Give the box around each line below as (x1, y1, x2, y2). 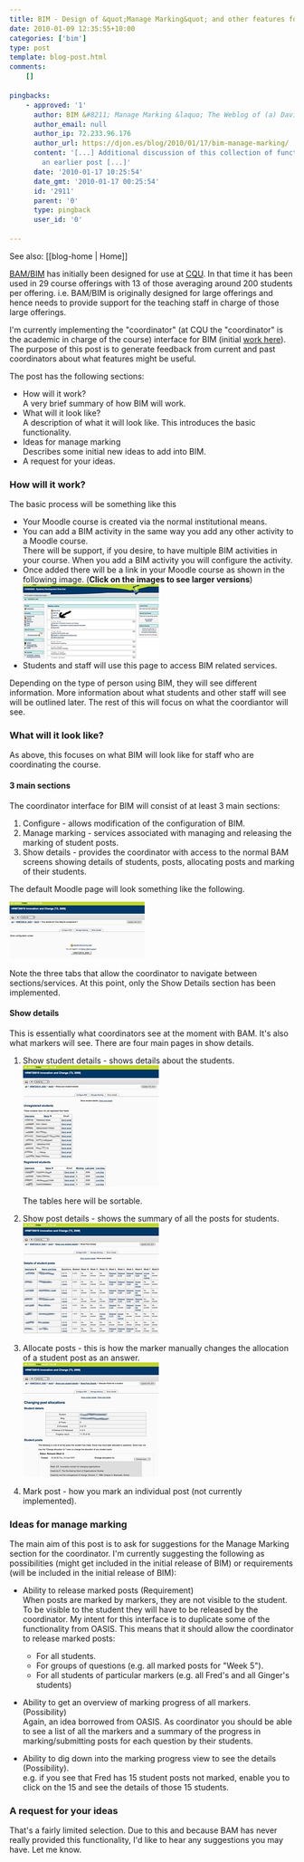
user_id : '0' (33, 216, 83, 225)
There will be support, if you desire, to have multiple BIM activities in (22, 545, 278, 556)
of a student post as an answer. (22, 1352, 140, 1363)
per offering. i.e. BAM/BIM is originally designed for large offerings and (9, 287, 273, 298)
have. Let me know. (9, 1844, 82, 1856)
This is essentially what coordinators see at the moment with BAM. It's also (9, 1028, 290, 1039)
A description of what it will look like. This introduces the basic (22, 417, 256, 427)
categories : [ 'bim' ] (9, 34, 88, 43)
